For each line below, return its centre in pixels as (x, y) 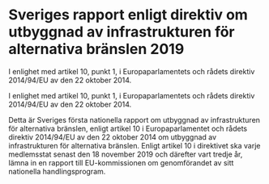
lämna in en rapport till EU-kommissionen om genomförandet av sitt (121, 162)
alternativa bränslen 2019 (96, 49)
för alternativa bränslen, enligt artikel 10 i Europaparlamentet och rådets (128, 128)
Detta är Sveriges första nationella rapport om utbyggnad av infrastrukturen (134, 119)
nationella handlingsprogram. (57, 171)
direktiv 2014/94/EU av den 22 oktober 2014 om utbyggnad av (113, 137)
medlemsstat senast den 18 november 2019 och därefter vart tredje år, (126, 154)
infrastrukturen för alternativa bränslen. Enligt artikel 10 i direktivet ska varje (134, 145)
